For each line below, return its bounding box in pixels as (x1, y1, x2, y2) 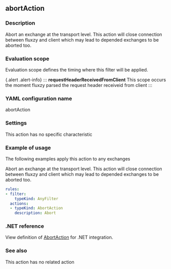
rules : (5, 186, 20, 192)
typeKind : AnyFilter (14, 196, 59, 201)
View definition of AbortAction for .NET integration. (5, 234, 113, 241)
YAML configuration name (5, 95, 72, 102)
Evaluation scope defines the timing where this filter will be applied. (5, 66, 148, 73)
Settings (5, 119, 27, 127)
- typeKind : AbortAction (10, 206, 63, 211)
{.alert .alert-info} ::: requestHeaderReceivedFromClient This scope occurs (5, 77, 166, 83)
